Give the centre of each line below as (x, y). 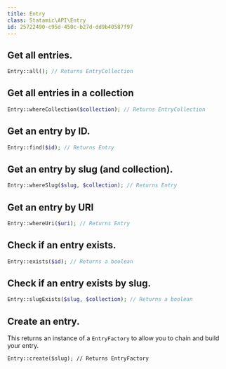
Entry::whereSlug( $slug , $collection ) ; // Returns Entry (92, 186)
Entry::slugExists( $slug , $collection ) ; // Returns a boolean (100, 300)
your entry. (23, 345)
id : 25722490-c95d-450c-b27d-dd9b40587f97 (70, 27)
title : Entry (26, 14)
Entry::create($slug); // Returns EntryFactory (78, 358)
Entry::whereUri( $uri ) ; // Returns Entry (69, 223)
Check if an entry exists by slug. (79, 283)
